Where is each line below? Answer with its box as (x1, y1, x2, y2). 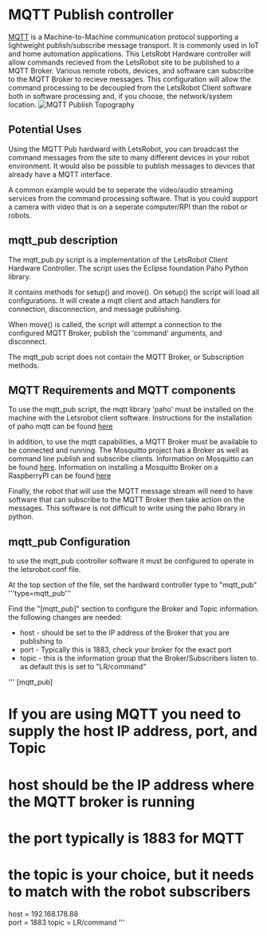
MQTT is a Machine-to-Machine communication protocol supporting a (8, 32, 239, 41)
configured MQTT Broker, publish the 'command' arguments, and (8, 328, 222, 337)
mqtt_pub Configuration (8, 535, 131, 548)
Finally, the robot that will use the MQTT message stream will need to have (8, 487, 253, 496)
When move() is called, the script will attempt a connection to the (8, 319, 222, 329)
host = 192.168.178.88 (8, 909, 78, 918)
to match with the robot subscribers (8, 882, 251, 901)
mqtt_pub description (8, 234, 118, 247)
